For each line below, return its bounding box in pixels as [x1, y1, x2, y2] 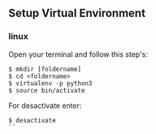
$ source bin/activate [8, 86, 85, 94]
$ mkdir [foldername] [8, 65, 82, 73]
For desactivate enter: [8, 101, 82, 110]
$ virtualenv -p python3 [8, 79, 93, 88]
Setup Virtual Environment [8, 6, 146, 20]
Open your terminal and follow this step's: [8, 49, 149, 59]
